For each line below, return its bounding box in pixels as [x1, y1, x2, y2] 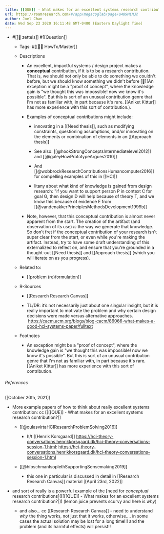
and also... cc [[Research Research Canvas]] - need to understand [19, 508, 153, 514]
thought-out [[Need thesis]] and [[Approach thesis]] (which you [26, 250, 155, 256]
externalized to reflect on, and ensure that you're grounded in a [26, 244, 155, 250]
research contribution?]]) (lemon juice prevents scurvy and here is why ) [12, 498, 157, 505]
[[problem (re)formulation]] [26, 274, 82, 280]
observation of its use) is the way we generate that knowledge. [26, 224, 154, 230]
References [5, 379, 28, 385]
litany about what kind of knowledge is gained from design [34, 183, 152, 189]
